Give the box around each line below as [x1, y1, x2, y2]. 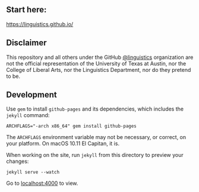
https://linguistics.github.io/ [6, 20, 74, 27]
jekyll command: [6, 112, 50, 119]
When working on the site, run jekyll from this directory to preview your [6, 152, 184, 159]
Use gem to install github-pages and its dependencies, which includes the [6, 105, 184, 112]
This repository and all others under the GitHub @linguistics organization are [6, 53, 194, 61]
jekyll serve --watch [6, 169, 60, 175]
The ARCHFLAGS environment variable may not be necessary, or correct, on [6, 134, 187, 141]
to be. [6, 73, 21, 80]
